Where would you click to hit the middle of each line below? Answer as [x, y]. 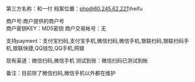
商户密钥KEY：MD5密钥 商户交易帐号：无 [56, 28]
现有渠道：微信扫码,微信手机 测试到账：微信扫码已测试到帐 [77, 61]
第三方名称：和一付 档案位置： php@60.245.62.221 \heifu [74, 8]
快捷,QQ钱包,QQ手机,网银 [54, 48]
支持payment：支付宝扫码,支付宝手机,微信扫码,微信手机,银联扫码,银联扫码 [95, 41]
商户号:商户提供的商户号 [35, 21]
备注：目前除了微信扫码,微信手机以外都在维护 [61, 73]
